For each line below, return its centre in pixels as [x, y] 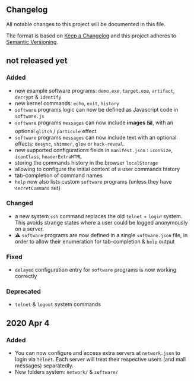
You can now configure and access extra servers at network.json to [98, 353]
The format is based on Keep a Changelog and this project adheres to [91, 36]
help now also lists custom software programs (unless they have [93, 181]
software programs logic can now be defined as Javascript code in [96, 109]
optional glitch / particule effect [55, 131]
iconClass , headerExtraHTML [48, 156]
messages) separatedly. [44, 366]
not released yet [37, 61]
